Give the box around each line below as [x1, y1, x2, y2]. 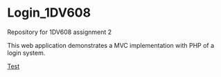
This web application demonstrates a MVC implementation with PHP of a [7, 41, 215, 49]
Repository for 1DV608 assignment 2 [7, 28, 112, 36]
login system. [7, 49, 46, 57]
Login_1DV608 [7, 5, 91, 21]
